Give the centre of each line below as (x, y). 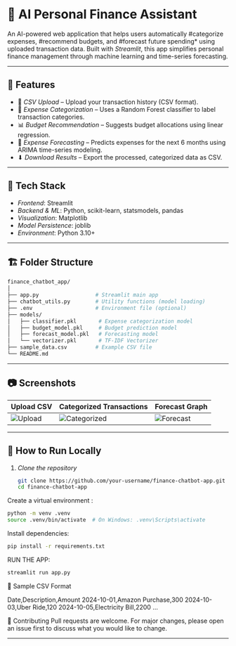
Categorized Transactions (104, 406)
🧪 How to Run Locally (54, 451)
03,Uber (19, 607)
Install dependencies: (38, 533)
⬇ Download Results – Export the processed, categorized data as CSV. (120, 157)
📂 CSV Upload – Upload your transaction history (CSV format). (108, 102)
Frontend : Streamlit (45, 202)
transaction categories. (51, 117)
